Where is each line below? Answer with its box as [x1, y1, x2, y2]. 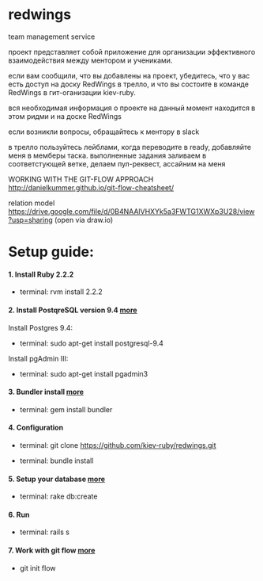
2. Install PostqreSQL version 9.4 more [8, 305, 137, 315]
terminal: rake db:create [19, 491, 98, 501]
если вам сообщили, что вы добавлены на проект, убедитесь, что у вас [8, 71, 250, 80]
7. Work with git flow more [8, 545, 96, 555]
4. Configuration [8, 422, 64, 433]
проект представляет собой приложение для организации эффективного [8, 47, 256, 56]
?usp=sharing [8, 215, 53, 224]
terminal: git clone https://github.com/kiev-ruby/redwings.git [19, 440, 216, 449]
